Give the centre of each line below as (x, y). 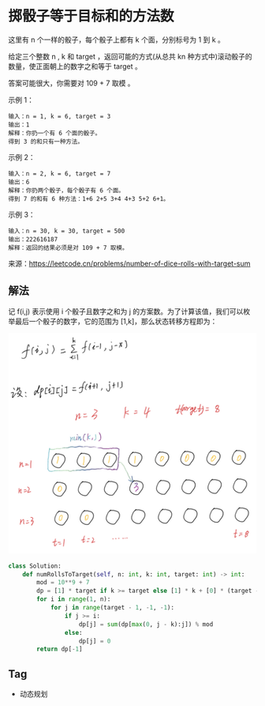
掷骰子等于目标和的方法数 (91, 16)
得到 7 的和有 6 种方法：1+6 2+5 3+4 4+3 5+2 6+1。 (89, 198)
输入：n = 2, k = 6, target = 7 (60, 174)
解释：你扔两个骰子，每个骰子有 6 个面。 (66, 191)
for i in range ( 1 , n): (74, 599)
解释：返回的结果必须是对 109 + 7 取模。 (68, 247)
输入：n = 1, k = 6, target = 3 (60, 116)
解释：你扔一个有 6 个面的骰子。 (54, 133)
